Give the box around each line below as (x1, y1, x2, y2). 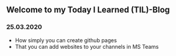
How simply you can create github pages (14, 36, 118, 44)
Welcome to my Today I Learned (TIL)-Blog (6, 5, 170, 15)
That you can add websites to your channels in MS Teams (14, 43, 159, 50)
